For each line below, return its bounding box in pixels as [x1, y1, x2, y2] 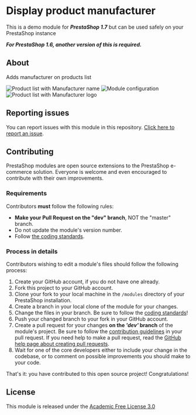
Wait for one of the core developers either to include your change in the [14, 347, 187, 354]
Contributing [6, 146, 54, 156]
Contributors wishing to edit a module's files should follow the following [6, 260, 178, 267]
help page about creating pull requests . [14, 340, 110, 347]
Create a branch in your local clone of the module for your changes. [14, 303, 178, 310]
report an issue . [6, 130, 44, 137]
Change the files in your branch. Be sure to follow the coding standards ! [14, 309, 188, 316]
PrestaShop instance [6, 29, 57, 36]
